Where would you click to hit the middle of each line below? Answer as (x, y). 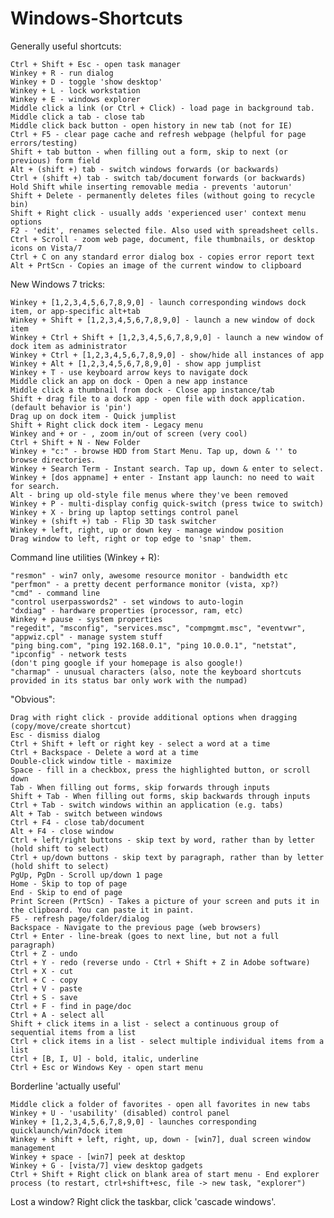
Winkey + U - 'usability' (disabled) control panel (120, 1113)
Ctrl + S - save (44, 997)
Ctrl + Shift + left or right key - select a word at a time (140, 743)
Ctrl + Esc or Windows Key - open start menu (106, 1067)
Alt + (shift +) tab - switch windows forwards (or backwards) (145, 169)
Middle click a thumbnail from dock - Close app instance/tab (142, 390)
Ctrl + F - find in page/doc (71, 1006)
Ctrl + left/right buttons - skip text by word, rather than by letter (162, 840)
